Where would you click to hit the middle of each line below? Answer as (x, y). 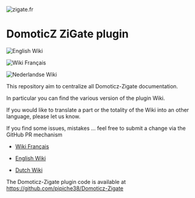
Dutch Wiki (29, 170)
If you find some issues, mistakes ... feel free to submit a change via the (96, 128)
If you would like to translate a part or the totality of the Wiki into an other (98, 110)
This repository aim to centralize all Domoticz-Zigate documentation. (92, 86)
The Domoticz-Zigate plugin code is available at (66, 182)
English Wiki (30, 158)
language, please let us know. (43, 116)
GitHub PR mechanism (34, 135)
